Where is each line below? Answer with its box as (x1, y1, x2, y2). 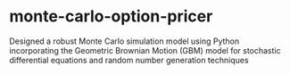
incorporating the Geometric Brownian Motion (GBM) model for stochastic (9, 45, 281, 55)
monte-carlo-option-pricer (9, 6, 213, 27)
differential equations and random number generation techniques (9, 54, 249, 65)
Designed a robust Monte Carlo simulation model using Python (9, 36, 239, 46)
